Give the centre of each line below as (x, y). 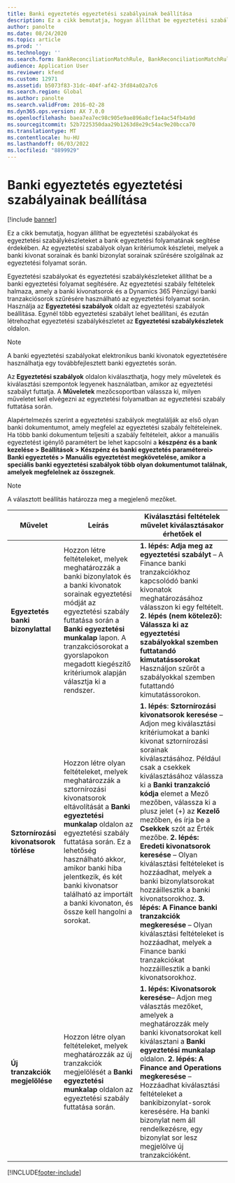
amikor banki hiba (93, 868)
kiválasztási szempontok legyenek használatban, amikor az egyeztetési (110, 384)
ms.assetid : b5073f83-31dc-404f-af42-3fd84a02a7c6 (83, 85)
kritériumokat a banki (175, 732)
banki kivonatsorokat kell (180, 1032)
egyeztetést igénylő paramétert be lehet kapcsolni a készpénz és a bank (112, 442)
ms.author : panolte (36, 99)
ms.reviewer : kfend (36, 72)
